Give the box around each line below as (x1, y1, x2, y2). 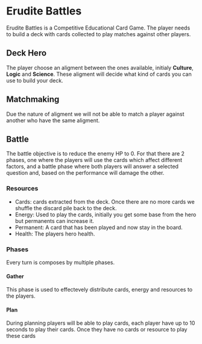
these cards (6, 333, 36, 340)
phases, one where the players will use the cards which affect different (6, 157, 183, 164)
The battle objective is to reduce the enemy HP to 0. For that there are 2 (6, 150, 185, 157)
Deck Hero (6, 48, 47, 58)
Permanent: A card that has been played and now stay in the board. (14, 224, 183, 231)
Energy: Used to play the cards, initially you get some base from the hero (14, 211, 197, 218)
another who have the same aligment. (6, 116, 100, 124)
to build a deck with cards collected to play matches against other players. (6, 30, 191, 37)
